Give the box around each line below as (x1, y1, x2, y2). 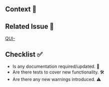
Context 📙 (5, 5, 36, 14)
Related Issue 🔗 (5, 22, 54, 31)
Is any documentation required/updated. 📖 (12, 63, 100, 69)
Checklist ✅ (5, 50, 43, 58)
